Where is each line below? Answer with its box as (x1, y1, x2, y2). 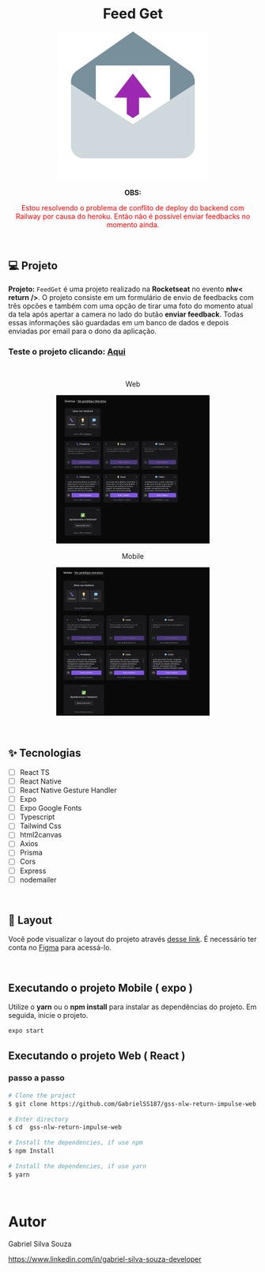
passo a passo (8, 1073, 65, 1084)
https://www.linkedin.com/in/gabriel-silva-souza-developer (8, 1254, 202, 1263)
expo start (8, 1027, 44, 1035)
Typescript (19, 812, 55, 822)
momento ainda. (106, 219, 160, 230)
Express (19, 866, 47, 875)
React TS (19, 767, 50, 776)
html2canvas (19, 830, 62, 840)
